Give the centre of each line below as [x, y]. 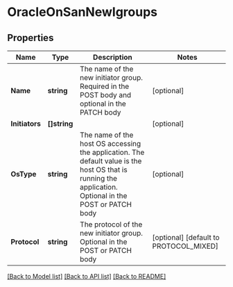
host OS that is [103, 170]
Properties [31, 38]
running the [98, 178]
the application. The [112, 152]
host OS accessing [110, 143]
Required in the [104, 86]
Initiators [26, 124]
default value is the [111, 161]
